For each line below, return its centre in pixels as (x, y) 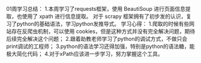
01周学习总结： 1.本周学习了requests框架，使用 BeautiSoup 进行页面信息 (96, 9)
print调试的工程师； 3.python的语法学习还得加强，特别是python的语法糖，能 (100, 46)
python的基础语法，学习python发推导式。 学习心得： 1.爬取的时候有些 (103, 24)
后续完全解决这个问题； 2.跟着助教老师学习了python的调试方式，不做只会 (97, 39)
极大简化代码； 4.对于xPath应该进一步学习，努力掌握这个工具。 (85, 54)
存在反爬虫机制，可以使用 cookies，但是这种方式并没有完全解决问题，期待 (103, 31)
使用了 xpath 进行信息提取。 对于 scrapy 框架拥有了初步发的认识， (104, 16)
